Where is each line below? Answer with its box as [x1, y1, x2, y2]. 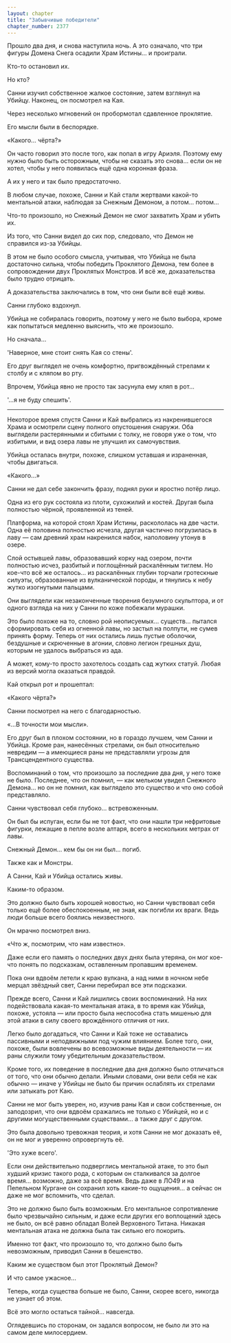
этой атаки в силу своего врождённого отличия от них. [7, 1016, 170, 1025]
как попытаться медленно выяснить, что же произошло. [7, 322, 174, 330]
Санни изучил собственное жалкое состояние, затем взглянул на [7, 89, 201, 97]
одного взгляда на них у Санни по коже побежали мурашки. [7, 604, 186, 612]
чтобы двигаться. [7, 458, 58, 466]
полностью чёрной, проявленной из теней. [7, 505, 134, 514]
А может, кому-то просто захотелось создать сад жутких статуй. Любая [7, 659, 221, 668]
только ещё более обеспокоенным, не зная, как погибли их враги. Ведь [7, 906, 219, 915]
